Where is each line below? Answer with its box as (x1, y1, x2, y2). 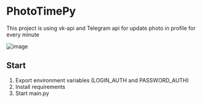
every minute (6, 30, 40, 38)
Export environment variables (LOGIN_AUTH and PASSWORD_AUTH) (15, 76, 189, 83)
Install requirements (15, 83, 65, 90)
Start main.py (15, 90, 50, 97)
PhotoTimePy (6, 4, 77, 18)
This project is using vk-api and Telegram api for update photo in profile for (6, 24, 196, 32)
